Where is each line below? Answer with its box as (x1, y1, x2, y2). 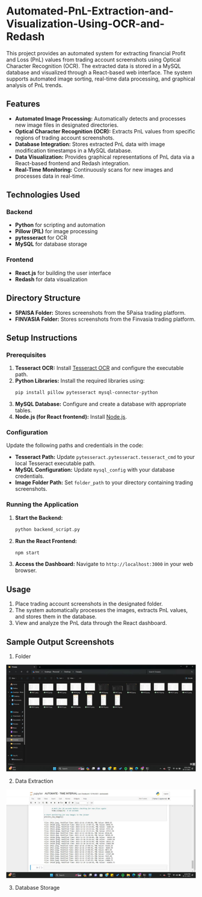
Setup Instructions (6, 332, 78, 343)
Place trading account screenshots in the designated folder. (14, 600, 164, 607)
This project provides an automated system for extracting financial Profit (6, 49, 186, 56)
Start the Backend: (14, 514, 63, 521)
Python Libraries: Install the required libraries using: (14, 377, 145, 385)
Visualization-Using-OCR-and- (6, 17, 165, 31)
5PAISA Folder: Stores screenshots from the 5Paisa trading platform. (14, 309, 186, 316)
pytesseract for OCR (14, 234, 67, 242)
